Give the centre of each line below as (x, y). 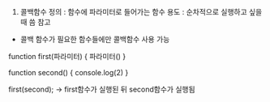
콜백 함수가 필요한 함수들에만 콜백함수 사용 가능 (95, 39)
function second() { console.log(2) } (69, 72)
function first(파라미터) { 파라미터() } (67, 56)
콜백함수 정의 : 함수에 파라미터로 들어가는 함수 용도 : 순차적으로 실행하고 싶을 (141, 12)
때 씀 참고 (35, 22)
